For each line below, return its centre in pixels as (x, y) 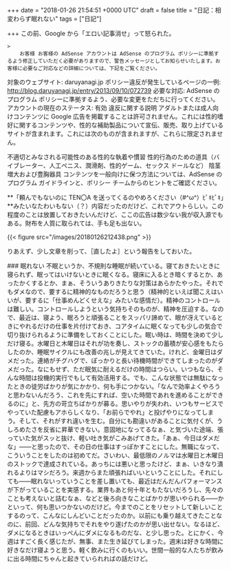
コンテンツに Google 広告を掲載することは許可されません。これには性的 (115, 116)
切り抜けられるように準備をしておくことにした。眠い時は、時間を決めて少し (115, 335)
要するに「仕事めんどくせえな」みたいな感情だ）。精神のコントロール (123, 300)
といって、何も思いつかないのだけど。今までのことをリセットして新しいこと (115, 507)
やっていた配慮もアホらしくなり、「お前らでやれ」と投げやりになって (104, 412)
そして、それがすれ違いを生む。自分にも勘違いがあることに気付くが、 (118, 421)
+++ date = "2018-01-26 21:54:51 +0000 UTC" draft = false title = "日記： (111, 10)
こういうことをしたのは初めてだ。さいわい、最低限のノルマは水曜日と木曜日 (115, 455)
